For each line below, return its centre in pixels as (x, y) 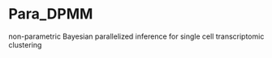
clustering (25, 44)
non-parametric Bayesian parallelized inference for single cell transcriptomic (136, 36)
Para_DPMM (51, 14)
